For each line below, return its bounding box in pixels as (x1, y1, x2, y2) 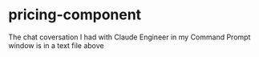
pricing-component (8, 6, 142, 24)
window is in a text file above (8, 40, 104, 50)
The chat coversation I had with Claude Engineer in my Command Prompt (8, 32, 251, 42)
